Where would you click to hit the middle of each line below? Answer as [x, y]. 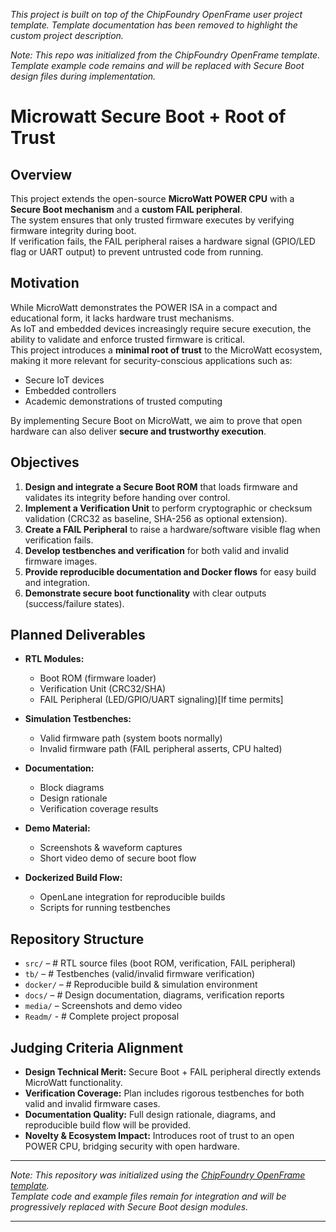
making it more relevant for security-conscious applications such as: [151, 360]
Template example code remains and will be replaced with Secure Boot [157, 65]
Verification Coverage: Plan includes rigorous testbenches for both [164, 1093]
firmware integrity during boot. [73, 230]
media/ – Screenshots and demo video [103, 1006]
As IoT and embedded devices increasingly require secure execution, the [161, 328]
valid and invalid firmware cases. [92, 1104]
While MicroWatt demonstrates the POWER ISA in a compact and [144, 307]
